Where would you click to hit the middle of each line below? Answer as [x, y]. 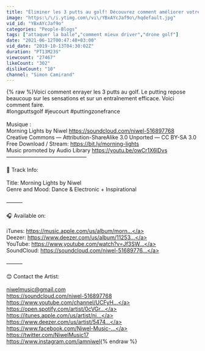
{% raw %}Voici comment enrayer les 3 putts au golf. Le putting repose [96, 92]
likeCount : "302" [28, 63]
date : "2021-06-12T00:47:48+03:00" [52, 40]
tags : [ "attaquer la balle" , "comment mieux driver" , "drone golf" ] [92, 35]
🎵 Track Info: [22, 170]
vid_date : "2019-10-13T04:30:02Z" [50, 46]
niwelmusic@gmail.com [36, 290]
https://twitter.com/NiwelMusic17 [48, 335]
